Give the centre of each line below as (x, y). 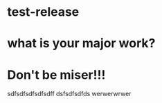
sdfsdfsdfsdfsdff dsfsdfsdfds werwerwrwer (69, 94)
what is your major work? (81, 44)
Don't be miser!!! (56, 75)
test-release (43, 12)
